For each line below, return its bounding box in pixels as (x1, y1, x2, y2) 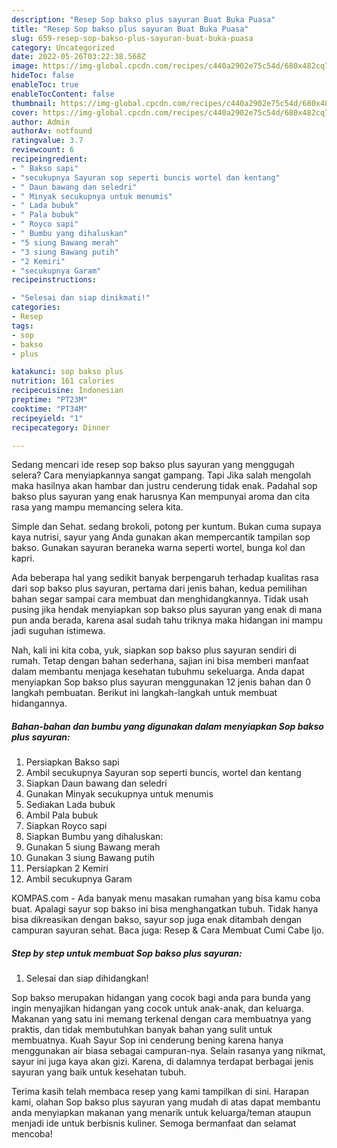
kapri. (11, 552, 35, 565)
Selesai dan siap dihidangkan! (25, 972, 149, 985)
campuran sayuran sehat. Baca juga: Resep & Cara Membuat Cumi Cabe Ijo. (11, 924, 325, 936)
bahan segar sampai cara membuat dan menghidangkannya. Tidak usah (11, 593, 309, 605)
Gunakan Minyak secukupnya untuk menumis (25, 788, 214, 800)
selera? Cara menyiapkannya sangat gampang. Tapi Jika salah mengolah (11, 469, 312, 481)
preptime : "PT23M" (11, 395, 88, 405)
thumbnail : (11, 98, 57, 108)
